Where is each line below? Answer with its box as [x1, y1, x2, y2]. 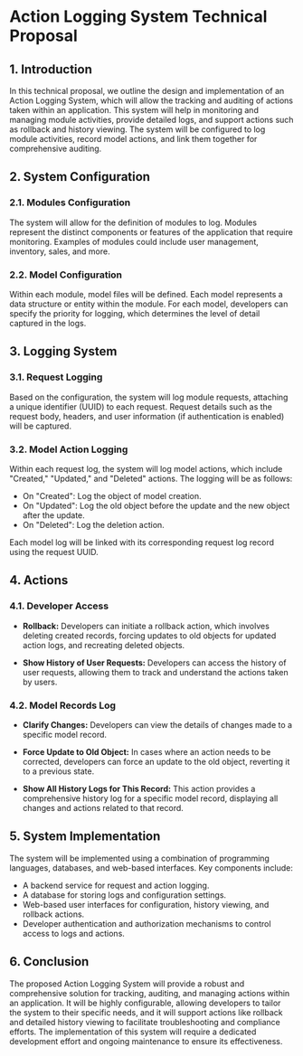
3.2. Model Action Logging [9, 443, 128, 456]
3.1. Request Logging [9, 371, 103, 383]
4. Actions [9, 572, 69, 589]
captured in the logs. [9, 317, 87, 328]
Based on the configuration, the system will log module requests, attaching [9, 391, 289, 402]
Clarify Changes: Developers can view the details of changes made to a [22, 719, 292, 730]
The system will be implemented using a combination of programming [9, 853, 270, 863]
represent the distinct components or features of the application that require [9, 226, 294, 237]
